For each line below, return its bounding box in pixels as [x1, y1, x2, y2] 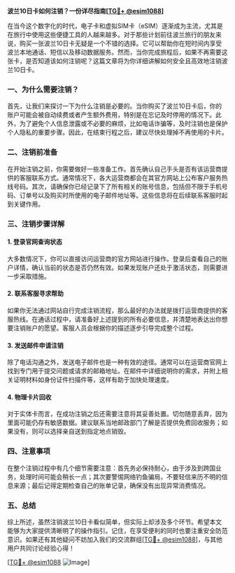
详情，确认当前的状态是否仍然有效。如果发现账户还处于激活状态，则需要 [13, 263, 222, 272]
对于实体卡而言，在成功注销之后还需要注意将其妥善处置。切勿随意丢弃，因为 [7, 410, 228, 418]
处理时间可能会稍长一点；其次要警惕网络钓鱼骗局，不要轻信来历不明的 [19, 472, 222, 481]
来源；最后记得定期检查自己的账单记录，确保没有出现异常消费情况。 [13, 481, 210, 490]
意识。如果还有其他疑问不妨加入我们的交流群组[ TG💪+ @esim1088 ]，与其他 [7, 535, 222, 544]
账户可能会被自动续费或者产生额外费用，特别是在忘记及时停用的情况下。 [7, 111, 215, 119]
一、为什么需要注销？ [7, 84, 79, 94]
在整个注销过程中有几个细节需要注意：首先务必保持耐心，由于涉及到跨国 [7, 464, 215, 472]
